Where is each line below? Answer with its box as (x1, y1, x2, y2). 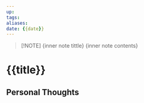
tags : (6, 14, 20, 20)
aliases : (6, 20, 28, 26)
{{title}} (6, 63, 46, 77)
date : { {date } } (6, 25, 44, 32)
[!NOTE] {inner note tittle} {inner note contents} (20, 42, 138, 49)
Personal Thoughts (6, 87, 79, 97)
